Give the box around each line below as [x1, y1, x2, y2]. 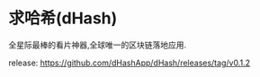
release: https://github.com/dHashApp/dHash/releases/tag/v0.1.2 [8, 57, 251, 68]
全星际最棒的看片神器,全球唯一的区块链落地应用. [8, 39, 187, 50]
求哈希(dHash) [8, 8, 118, 29]
